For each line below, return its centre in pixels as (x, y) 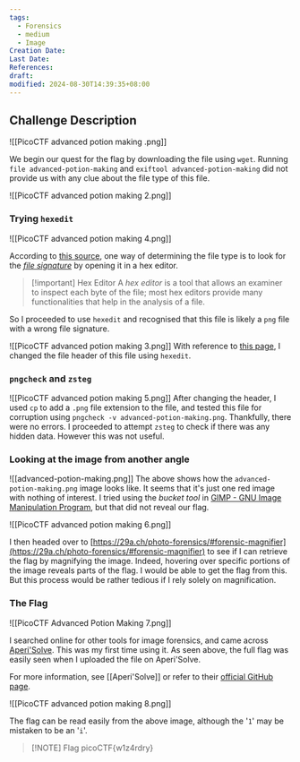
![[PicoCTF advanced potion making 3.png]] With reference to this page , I (145, 346)
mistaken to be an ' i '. (48, 730)
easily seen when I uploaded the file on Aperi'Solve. (105, 659)
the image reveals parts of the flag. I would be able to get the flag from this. (149, 570)
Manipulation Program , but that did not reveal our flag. (109, 508)
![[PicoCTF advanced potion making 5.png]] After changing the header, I (143, 398)
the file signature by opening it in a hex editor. (94, 265)
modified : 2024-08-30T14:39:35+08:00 (80, 84)
